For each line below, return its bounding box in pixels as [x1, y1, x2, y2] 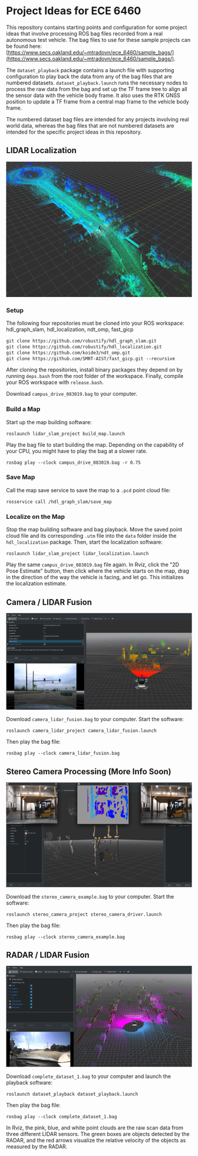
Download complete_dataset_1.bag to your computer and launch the [6, 1073, 171, 1080]
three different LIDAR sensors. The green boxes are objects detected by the [6, 1131, 190, 1138]
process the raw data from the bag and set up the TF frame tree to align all [6, 85, 187, 92]
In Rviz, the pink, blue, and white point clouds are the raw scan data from [6, 1124, 184, 1131]
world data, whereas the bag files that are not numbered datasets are [6, 122, 174, 129]
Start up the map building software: [6, 418, 93, 425]
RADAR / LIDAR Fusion [6, 950, 90, 960]
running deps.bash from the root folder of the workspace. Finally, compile [6, 373, 184, 380]
